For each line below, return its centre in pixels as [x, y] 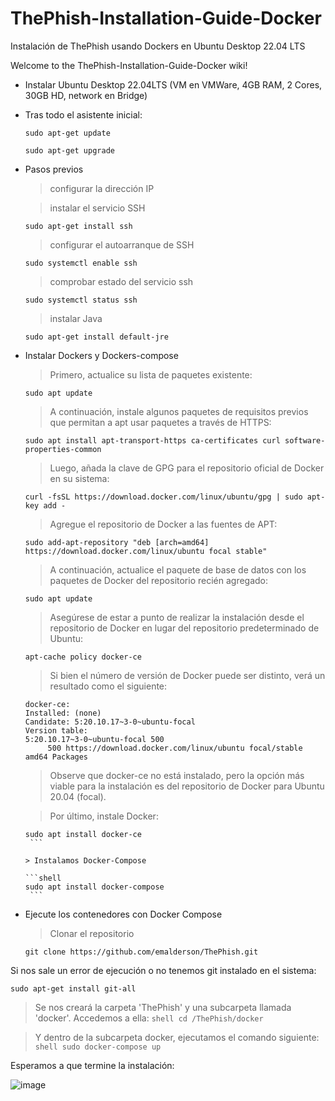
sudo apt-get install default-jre [96, 337]
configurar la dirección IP [102, 188]
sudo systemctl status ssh [81, 300]
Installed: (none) [63, 713]
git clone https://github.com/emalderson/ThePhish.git [141, 952]
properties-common [63, 449]
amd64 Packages [56, 757]
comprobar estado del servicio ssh [121, 281]
